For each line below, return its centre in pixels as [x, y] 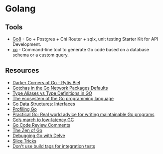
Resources [22, 71]
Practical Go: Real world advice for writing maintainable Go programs [83, 114]
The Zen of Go [27, 130]
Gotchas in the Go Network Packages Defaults [60, 88]
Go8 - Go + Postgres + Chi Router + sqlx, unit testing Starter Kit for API [85, 39]
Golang [20, 9]
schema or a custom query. [40, 55]
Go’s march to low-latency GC [43, 120]
